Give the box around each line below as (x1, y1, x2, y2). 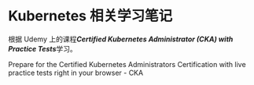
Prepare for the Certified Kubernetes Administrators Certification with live (8, 59, 246, 69)
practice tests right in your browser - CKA (8, 68, 144, 77)
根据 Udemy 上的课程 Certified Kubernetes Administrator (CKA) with (8, 34, 234, 44)
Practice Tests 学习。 (8, 44, 77, 53)
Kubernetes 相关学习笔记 (8, 7, 173, 25)
